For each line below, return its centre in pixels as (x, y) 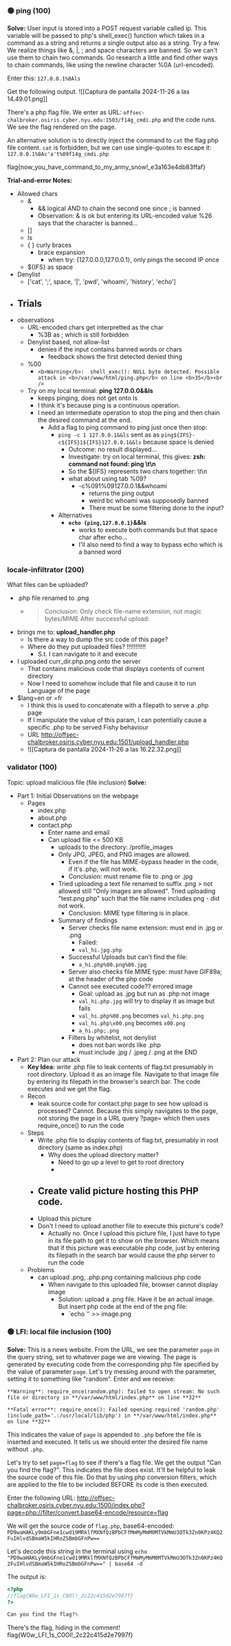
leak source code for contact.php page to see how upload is (123, 1103)
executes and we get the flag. (69, 1089)
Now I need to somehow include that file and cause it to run (112, 683)
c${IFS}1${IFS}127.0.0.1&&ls (100, 443)
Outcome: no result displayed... (112, 450)
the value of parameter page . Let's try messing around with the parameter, (112, 1372)
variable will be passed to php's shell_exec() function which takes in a (106, 36)
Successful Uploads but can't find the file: (128, 956)
